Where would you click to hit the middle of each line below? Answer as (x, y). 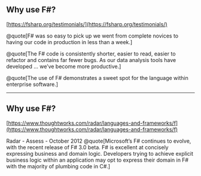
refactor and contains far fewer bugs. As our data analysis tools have (91, 60)
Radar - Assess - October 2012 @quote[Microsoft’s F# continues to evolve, (99, 141)
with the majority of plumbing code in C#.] (58, 166)
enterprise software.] (32, 84)
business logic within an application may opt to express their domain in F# (98, 160)
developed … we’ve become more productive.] (64, 66)
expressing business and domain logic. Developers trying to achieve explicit (100, 153)
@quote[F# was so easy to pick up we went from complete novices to (92, 36)
